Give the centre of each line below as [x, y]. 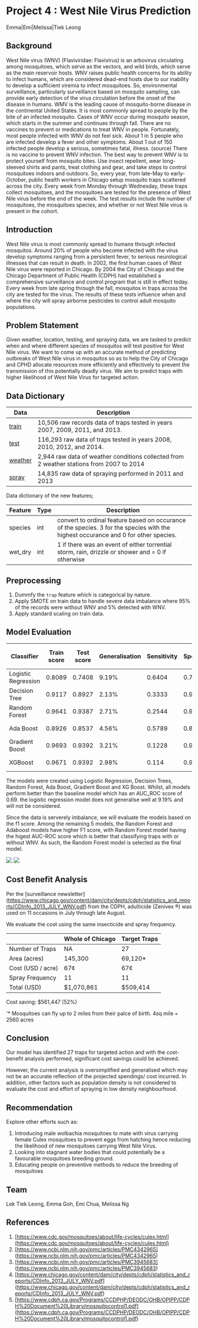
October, [17, 179]
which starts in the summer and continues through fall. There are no [89, 123]
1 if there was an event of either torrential [114, 544]
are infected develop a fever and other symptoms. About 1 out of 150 [89, 142]
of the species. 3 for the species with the [113, 528]
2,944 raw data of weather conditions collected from [111, 457]
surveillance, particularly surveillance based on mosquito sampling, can [93, 91]
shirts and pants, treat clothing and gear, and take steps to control [106, 167]
